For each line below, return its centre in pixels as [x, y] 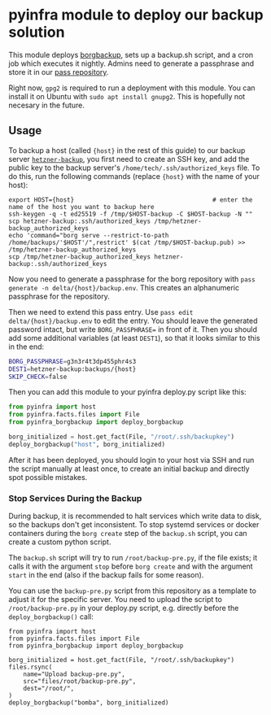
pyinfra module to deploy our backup [136, 15]
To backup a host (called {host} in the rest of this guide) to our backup [127, 150]
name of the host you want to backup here [81, 207]
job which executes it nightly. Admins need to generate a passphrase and [131, 63]
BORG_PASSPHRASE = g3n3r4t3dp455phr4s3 [72, 361]
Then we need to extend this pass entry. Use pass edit [101, 312]
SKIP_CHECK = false [38, 377]
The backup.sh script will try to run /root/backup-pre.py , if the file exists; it [133, 558]
